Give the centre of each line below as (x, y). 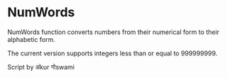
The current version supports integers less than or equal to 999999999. (112, 53)
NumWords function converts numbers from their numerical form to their (113, 32)
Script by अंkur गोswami (41, 67)
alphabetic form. (31, 39)
